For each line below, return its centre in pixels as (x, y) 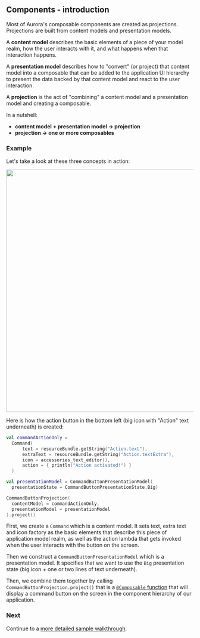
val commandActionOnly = (37, 438)
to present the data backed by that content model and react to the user (93, 79)
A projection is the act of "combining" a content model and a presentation (97, 97)
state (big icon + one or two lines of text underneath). (72, 569)
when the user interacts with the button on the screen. (73, 545)
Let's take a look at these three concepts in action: (68, 161)
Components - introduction (58, 10)
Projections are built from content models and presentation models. (89, 30)
